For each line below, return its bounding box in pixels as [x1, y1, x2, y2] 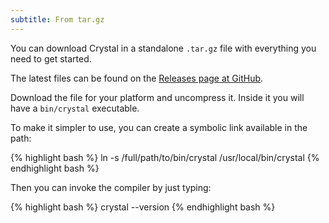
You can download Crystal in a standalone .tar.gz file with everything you [10, 42, 317, 54]
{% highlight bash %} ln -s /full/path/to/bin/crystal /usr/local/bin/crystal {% [10, 151, 320, 163]
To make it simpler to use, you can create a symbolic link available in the [10, 121, 308, 133]
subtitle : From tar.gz [10, 14, 105, 25]
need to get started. [10, 52, 92, 65]
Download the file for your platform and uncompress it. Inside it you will [10, 91, 305, 103]
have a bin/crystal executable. [10, 102, 140, 114]
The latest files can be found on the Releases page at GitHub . [10, 72, 264, 84]
